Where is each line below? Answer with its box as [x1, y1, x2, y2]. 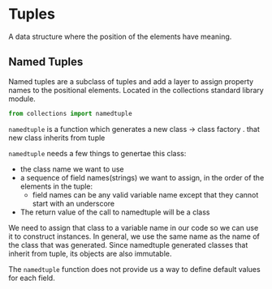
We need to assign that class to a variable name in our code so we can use [8, 223, 259, 232]
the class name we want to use [19, 164, 124, 174]
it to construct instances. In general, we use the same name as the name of [8, 232, 260, 241]
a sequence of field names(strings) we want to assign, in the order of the [19, 172, 265, 182]
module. [8, 94, 37, 104]
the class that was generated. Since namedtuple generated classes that [8, 240, 248, 249]
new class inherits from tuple [8, 133, 106, 142]
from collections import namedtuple [8, 109, 132, 117]
